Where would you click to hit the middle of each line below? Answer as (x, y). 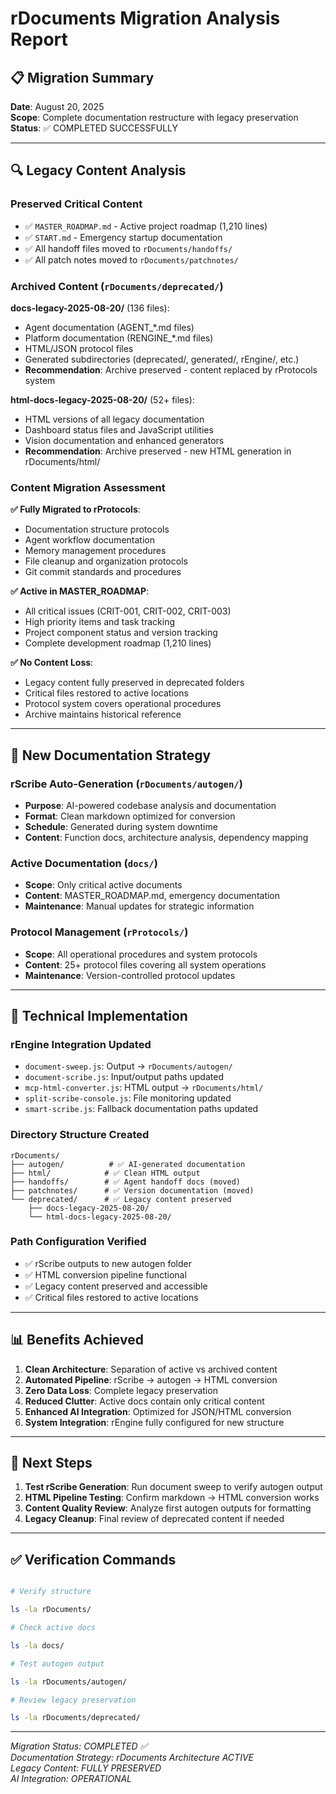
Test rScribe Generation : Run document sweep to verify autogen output (173, 1487)
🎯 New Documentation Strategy (111, 755)
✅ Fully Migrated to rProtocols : (75, 509)
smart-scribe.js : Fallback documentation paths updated (141, 1109)
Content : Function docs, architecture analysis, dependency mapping (166, 837)
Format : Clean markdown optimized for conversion (130, 816)
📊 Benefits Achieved (77, 1340)
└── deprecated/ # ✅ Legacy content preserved (121, 1199)
